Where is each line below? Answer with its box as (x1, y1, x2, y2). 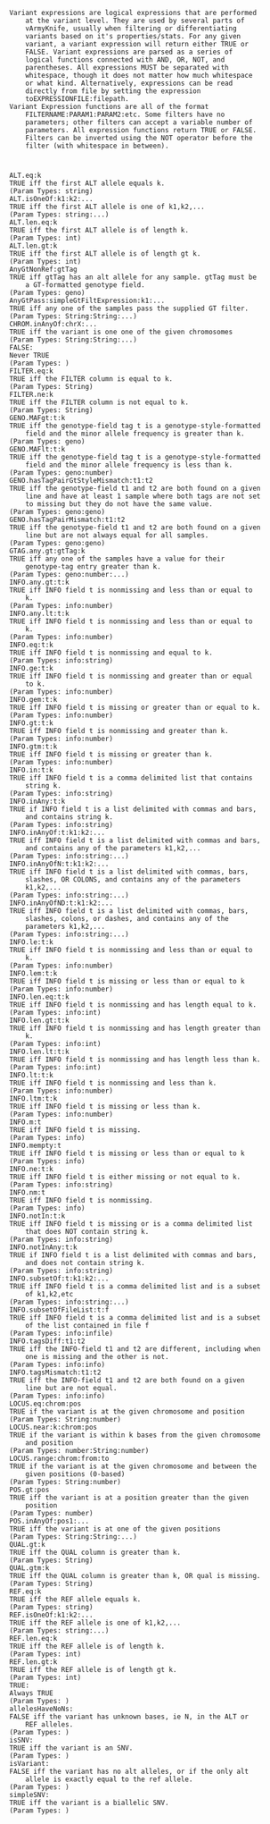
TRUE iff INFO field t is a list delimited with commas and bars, (9, 836, 261, 845)
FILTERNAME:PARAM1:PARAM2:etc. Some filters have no (25, 110, 225, 119)
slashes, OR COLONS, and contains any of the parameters (25, 875, 241, 884)
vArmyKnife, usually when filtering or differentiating (25, 24, 238, 33)
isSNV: (9, 1735, 34, 1745)
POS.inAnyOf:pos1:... (9, 1516, 90, 1526)
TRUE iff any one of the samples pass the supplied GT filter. (9, 304, 250, 313)
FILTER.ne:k (9, 390, 53, 400)
